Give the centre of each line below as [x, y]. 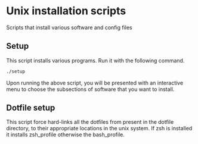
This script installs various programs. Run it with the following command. [95, 60]
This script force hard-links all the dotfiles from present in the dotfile [90, 122]
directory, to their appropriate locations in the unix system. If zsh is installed [99, 129]
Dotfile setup [31, 108]
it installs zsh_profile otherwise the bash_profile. [66, 134]
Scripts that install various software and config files [69, 27]
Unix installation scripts [66, 11]
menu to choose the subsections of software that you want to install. [90, 89]
